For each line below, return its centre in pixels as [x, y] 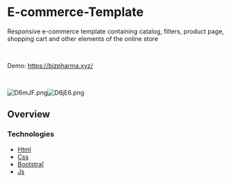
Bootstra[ [31, 164]
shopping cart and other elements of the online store [83, 38]
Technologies [31, 134]
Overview [29, 114]
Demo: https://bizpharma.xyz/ [50, 65]
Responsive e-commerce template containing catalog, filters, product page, [116, 31]
